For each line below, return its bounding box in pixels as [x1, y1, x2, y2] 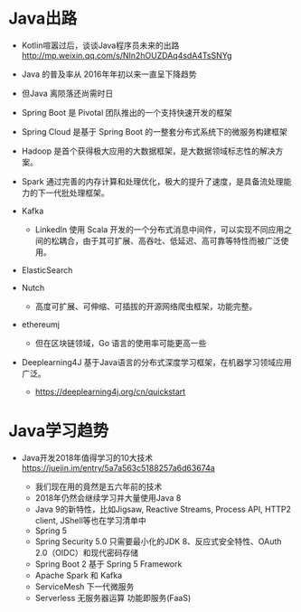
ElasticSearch [21, 264, 73, 276]
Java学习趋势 [8, 421, 109, 441]
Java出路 [8, 8, 78, 29]
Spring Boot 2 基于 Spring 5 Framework [34, 558, 183, 570]
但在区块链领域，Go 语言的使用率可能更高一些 [34, 337, 207, 348]
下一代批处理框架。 [37, 187, 109, 198]
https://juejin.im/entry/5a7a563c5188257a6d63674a [21, 462, 216, 473]
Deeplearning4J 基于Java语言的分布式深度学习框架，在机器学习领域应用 [21, 356, 292, 367]
